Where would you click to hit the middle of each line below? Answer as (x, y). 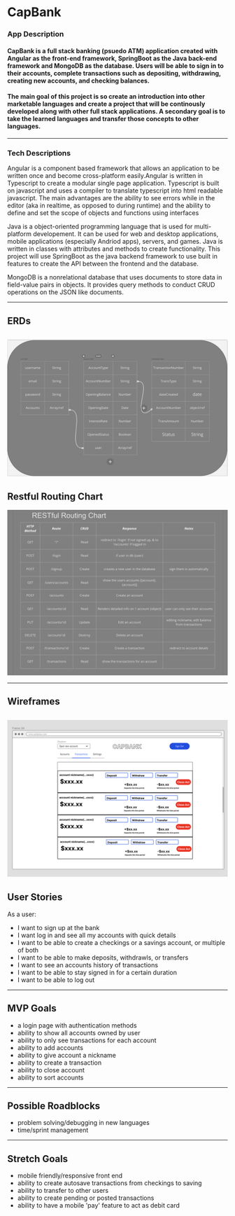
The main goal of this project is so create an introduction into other (106, 97)
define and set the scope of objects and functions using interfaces (103, 213)
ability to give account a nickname (67, 1055)
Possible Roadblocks (54, 1106)
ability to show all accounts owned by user (79, 1032)
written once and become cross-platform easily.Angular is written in (105, 176)
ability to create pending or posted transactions (86, 1198)
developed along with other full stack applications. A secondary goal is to (116, 111)
